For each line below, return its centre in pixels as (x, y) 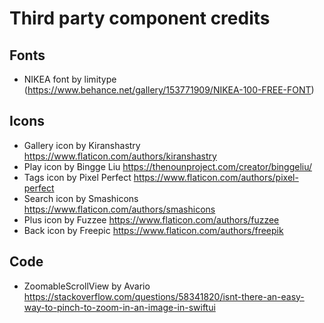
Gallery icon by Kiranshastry (82, 145)
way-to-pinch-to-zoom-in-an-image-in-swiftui (119, 307)
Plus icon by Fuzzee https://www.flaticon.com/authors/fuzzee (151, 219)
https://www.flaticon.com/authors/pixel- (216, 177)
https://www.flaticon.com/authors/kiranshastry (120, 156)
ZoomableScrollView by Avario (87, 286)
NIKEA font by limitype (70, 79)
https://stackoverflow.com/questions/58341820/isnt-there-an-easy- (164, 296)
